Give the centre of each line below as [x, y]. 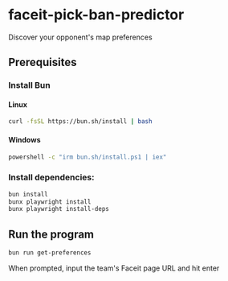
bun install [28, 194]
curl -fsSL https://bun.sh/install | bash [80, 122]
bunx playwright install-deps [59, 209]
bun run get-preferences [50, 253]
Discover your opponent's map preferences [80, 37]
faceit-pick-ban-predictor [96, 15]
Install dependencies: [51, 177]
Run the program [51, 234]
